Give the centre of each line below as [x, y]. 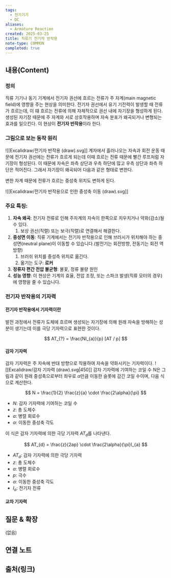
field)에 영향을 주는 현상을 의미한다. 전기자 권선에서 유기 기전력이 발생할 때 [79, 104]
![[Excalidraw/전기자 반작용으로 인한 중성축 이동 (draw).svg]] [67, 191]
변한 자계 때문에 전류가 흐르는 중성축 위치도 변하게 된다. [60, 180]
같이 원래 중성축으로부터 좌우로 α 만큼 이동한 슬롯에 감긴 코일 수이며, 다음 [87, 376]
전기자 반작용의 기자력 [31, 296]
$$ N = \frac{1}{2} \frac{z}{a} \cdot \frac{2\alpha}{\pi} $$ [86, 393]
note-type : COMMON [25, 44]
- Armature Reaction [32, 29]
